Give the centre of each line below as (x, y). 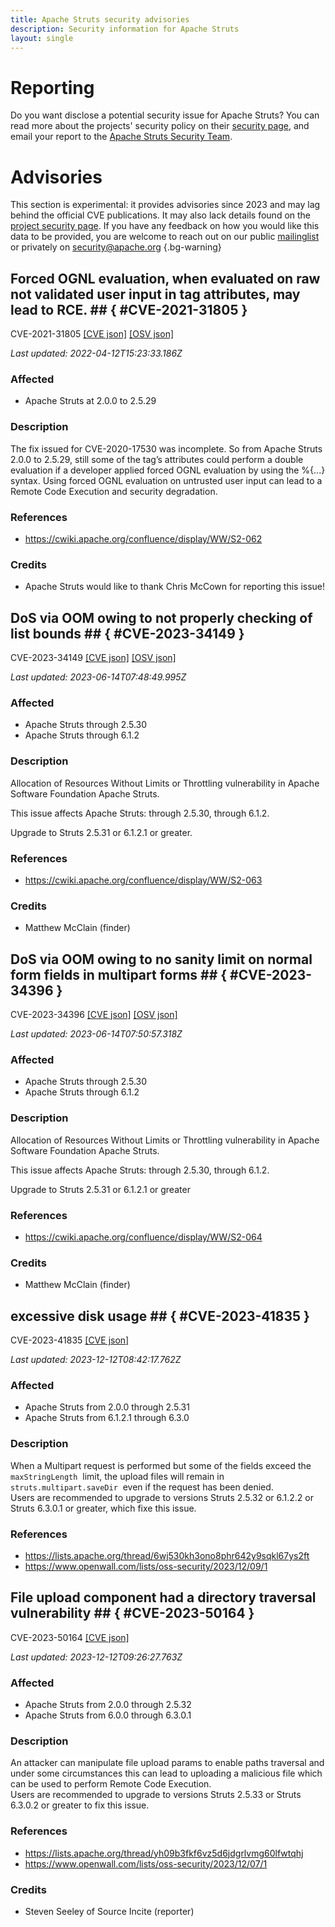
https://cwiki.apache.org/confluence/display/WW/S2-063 (143, 880)
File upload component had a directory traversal (163, 1597)
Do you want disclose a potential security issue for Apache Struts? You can (165, 115)
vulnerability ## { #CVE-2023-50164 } (132, 1613)
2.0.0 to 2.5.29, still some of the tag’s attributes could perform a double (157, 459)
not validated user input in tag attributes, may (155, 294)
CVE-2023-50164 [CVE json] (70, 1637)
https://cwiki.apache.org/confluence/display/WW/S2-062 (143, 538)
